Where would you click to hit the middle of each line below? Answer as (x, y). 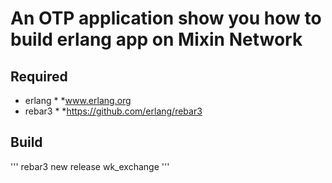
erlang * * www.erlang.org (78, 100)
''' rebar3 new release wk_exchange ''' (90, 166)
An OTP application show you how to (166, 18)
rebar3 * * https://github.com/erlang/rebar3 (113, 111)
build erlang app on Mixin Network (156, 39)
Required (39, 76)
